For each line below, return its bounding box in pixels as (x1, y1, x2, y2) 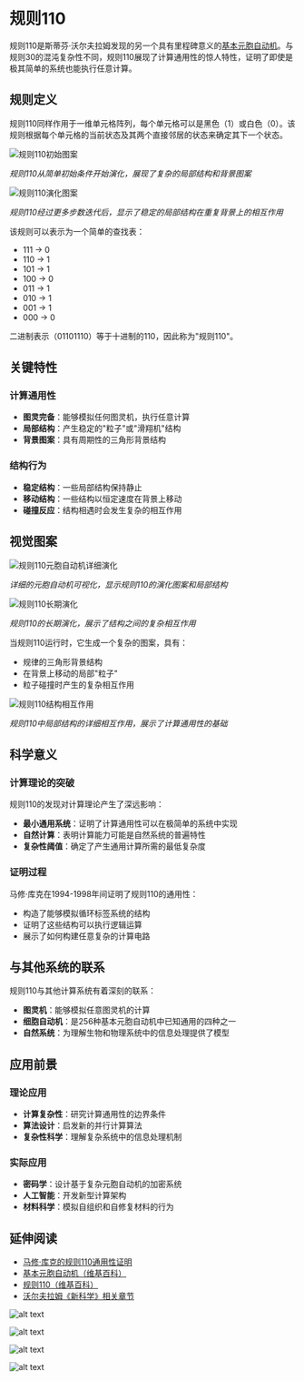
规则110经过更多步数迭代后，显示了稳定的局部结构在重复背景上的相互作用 (9, 207, 284, 217)
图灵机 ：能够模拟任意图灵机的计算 (22, 1004, 151, 1015)
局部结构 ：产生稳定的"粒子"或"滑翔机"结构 (22, 423, 181, 434)
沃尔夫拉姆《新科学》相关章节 (22, 1291, 134, 1302)
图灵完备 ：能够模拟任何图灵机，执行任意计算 (22, 411, 191, 423)
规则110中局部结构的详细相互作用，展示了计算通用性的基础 (9, 718, 229, 729)
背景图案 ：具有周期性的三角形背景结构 (22, 434, 166, 446)
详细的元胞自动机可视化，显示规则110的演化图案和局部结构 (9, 579, 229, 590)
